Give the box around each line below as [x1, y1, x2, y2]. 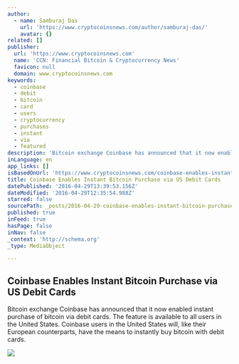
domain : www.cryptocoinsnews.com [14, 70, 113, 77]
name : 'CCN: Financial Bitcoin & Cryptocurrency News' [14, 57, 180, 64]
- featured [14, 143, 46, 150]
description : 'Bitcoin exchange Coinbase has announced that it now [7, 150, 215, 157]
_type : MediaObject [7, 242, 65, 249]
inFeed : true [7, 216, 46, 223]
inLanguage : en [7, 156, 53, 164]
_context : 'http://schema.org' [7, 236, 100, 243]
